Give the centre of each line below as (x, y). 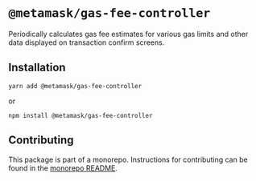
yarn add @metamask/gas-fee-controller (75, 86)
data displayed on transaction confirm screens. (87, 42)
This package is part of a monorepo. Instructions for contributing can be (128, 159)
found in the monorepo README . (63, 168)
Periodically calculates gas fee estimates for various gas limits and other (128, 34)
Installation (37, 68)
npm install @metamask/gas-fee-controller (81, 115)
